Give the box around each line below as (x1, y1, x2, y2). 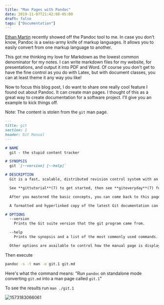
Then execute (5, 252, 33, 258)
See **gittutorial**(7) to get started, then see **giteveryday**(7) (9, 185, 154, 190)
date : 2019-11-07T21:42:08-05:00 (5, 12, 73, 17)
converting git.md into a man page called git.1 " (5, 275, 102, 281)
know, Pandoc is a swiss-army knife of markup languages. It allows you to (5, 40, 154, 45)
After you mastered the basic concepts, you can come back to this (9, 194, 150, 199)
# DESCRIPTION (5, 172, 34, 177)
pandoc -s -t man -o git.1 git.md (5, 262, 76, 266)
